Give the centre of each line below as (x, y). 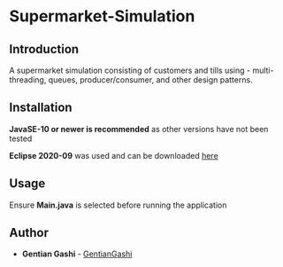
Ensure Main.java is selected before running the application (118, 205)
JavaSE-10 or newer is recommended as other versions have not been (139, 129)
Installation (41, 108)
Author (29, 233)
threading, (28, 80)
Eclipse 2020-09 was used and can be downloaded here (114, 155)
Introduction (44, 49)
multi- (263, 70)
